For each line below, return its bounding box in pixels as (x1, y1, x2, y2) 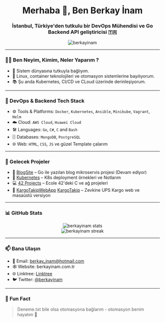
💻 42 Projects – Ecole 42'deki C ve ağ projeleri (12, 180, 108, 186)
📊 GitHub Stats (5, 209, 43, 216)
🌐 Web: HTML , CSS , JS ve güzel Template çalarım (12, 141, 108, 147)
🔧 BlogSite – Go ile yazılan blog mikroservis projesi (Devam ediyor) (12, 170, 147, 176)
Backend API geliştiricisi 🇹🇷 (48, 29, 117, 35)
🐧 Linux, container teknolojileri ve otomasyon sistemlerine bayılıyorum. (12, 73, 155, 79)
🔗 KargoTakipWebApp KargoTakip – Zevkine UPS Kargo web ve (12, 187, 140, 193)
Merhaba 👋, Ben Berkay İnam (22, 5, 143, 16)
